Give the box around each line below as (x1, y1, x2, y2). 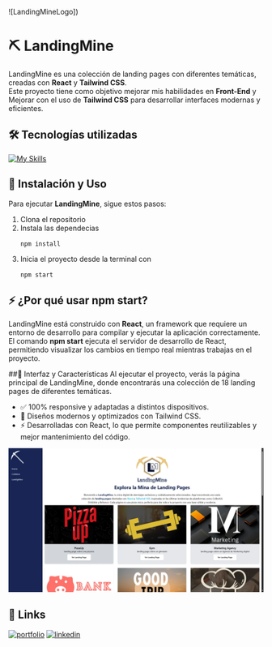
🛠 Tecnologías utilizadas (8, 128, 138, 142)
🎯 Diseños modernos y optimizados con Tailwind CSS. (19, 411, 202, 421)
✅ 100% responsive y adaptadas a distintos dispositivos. (19, 402, 209, 412)
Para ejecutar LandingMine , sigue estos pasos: (8, 199, 167, 208)
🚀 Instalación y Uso (8, 178, 107, 191)
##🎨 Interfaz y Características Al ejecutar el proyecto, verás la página (8, 369, 240, 379)
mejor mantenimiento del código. (19, 432, 131, 442)
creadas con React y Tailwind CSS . (8, 77, 127, 88)
